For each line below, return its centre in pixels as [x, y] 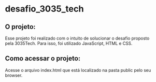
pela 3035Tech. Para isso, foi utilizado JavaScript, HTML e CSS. [69, 43]
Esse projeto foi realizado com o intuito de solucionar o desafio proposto [77, 38]
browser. [14, 75]
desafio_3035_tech [44, 9]
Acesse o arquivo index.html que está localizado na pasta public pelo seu [78, 70]
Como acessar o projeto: [43, 59]
